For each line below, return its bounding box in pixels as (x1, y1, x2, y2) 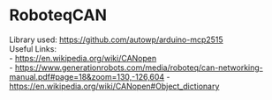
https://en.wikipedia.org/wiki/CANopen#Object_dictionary (9, 81, 220, 91)
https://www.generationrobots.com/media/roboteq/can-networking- (14, 62, 263, 73)
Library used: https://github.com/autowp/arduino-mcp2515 (9, 34, 223, 45)
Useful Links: (9, 43, 57, 54)
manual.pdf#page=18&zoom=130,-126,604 (9, 71, 165, 82)
